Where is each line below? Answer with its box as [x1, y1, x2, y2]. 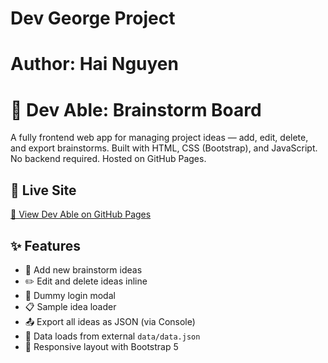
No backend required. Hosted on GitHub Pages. [10, 153, 207, 165]
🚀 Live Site [10, 182, 77, 199]
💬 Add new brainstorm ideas [24, 263, 143, 276]
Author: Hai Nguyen [10, 53, 179, 76]
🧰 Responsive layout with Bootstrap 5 [24, 340, 179, 352]
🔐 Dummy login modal [24, 289, 116, 301]
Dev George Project [10, 7, 176, 30]
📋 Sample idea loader [24, 300, 117, 312]
